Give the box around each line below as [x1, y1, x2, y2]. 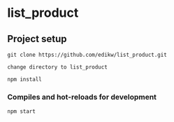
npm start [7, 108, 36, 115]
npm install [7, 76, 42, 83]
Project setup [7, 33, 68, 45]
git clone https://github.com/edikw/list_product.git [7, 51, 168, 58]
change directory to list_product [7, 64, 108, 71]
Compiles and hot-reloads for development [7, 92, 157, 102]
